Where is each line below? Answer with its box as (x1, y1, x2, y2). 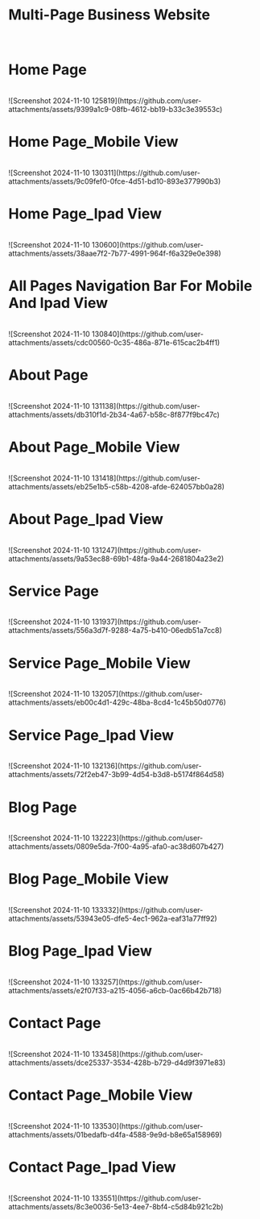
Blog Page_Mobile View (8, 870, 169, 888)
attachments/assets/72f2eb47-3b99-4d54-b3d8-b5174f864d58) (8, 770, 225, 780)
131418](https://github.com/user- (91, 473, 201, 483)
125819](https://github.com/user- (91, 95, 202, 106)
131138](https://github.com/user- (91, 401, 200, 410)
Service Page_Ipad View (8, 726, 175, 744)
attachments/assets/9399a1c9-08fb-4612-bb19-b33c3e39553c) (8, 104, 223, 114)
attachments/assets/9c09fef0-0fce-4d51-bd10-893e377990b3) (8, 176, 221, 186)
